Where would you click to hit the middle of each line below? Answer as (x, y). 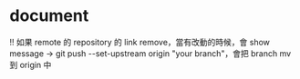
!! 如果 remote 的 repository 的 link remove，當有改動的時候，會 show (140, 42)
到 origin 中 (31, 64)
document (49, 16)
